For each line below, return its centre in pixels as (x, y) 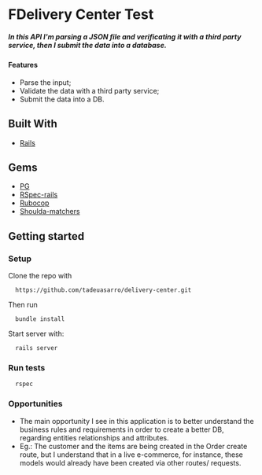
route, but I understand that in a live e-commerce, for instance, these (131, 455)
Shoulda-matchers (50, 212)
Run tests (27, 368)
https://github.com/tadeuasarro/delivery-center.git (103, 290)
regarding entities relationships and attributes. (94, 437)
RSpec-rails (39, 195)
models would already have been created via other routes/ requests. (130, 462)
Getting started (46, 236)
